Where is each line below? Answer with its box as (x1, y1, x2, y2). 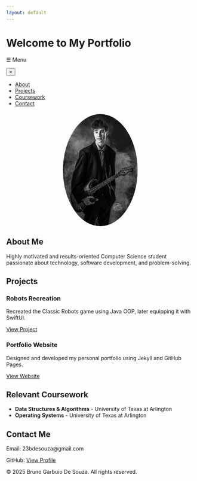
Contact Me (6, 429, 51, 439)
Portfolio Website (6, 341, 58, 349)
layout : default (6, 10, 47, 16)
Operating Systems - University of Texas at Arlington (14, 412, 147, 419)
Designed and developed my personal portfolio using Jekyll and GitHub (6, 354, 182, 361)
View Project (6, 326, 38, 333)
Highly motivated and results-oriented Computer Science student (6, 252, 167, 260)
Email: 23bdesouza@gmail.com (6, 445, 84, 452)
